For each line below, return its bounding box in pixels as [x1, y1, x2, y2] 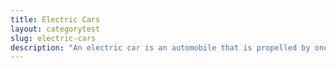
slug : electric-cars [10, 33, 97, 43]
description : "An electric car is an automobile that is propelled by [10, 42, 311, 53]
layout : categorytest [10, 24, 101, 34]
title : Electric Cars [10, 14, 101, 25]
